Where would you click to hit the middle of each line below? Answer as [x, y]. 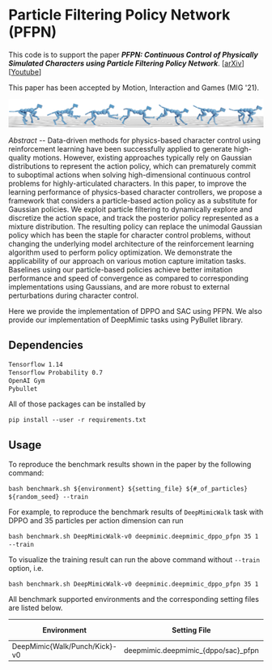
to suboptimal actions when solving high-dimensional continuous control [130, 174]
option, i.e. [26, 569]
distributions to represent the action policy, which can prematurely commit [132, 166]
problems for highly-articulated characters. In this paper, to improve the [127, 183]
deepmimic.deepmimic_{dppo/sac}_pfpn [191, 651]
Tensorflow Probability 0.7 [56, 373]
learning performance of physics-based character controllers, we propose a [136, 191]
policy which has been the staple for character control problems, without [130, 235]
